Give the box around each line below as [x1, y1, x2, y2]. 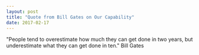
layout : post [6, 8, 39, 15]
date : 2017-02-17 [6, 20, 49, 25]
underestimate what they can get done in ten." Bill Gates [6, 42, 144, 49]
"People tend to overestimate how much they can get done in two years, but [6, 36, 193, 43]
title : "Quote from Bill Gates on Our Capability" [6, 14, 135, 20]
